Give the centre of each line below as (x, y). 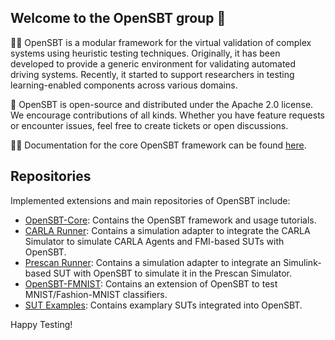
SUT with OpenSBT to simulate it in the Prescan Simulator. (173, 273)
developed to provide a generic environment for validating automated (153, 63)
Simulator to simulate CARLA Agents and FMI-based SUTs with (154, 241)
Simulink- (302, 262)
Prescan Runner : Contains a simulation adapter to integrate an (153, 262)
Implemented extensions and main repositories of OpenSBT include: (150, 200)
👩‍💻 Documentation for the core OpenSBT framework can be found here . (158, 145)
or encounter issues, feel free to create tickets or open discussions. (149, 125)
